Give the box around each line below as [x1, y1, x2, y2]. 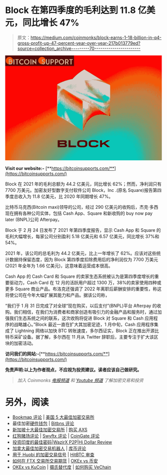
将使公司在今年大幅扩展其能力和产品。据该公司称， [5, 292, 110, 298]
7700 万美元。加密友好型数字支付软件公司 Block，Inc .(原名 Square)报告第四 [5, 187, 162, 193]
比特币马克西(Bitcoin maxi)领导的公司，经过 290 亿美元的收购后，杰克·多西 [5, 204, 159, 210]
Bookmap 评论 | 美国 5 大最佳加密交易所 [12, 414, 94, 420]
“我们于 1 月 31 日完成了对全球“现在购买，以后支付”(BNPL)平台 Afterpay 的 [5, 303, 157, 309]
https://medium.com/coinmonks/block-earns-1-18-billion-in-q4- [30, 34, 162, 40]
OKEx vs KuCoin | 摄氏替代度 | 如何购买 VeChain [12, 464, 111, 470]
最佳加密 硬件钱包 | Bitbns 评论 [12, 421, 75, 427]
